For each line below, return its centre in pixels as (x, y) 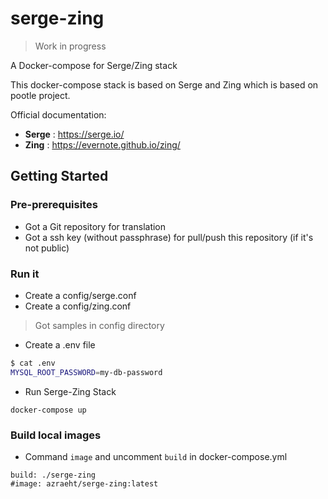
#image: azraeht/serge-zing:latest (84, 483)
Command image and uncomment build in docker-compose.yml (156, 456)
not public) (47, 248)
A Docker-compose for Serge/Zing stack (94, 65)
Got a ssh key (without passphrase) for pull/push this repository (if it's (169, 237)
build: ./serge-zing (53, 475)
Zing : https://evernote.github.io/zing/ (102, 144)
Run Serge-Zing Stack (70, 391)
